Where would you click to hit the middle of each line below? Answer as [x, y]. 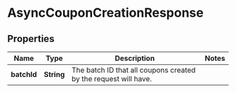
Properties [31, 39]
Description [135, 58]
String [54, 74]
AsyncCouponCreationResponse [105, 13]
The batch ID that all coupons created [133, 70]
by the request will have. [112, 79]
